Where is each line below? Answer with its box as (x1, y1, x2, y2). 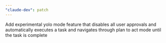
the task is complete (5, 32, 48, 38)
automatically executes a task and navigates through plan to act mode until (5, 26, 161, 33)
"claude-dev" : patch (5, 7, 49, 13)
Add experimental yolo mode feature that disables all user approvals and (5, 21, 157, 27)
